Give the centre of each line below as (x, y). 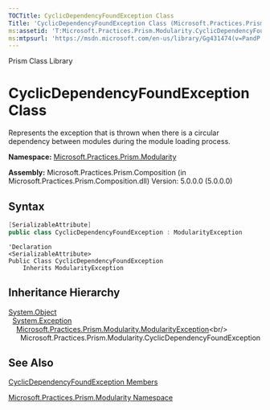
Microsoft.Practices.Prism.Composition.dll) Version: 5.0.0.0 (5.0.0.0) (121, 181)
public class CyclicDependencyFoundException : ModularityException (125, 232)
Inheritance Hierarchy (64, 293)
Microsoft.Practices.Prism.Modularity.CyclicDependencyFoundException (140, 338)
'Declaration (30, 247)
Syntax (27, 206)
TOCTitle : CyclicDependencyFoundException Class (91, 16)
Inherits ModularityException (74, 268)
